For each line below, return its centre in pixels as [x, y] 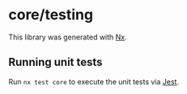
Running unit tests [55, 62]
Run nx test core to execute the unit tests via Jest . [94, 81]
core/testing [51, 15]
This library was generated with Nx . [68, 37]
